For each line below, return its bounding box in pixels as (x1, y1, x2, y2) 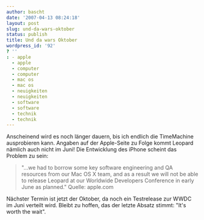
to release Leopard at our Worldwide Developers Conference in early (21, 177, 194, 184)
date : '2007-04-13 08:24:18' (6, 15, 80, 21)
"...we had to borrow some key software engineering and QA (21, 164, 174, 171)
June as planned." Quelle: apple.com (21, 184, 114, 191)
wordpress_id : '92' (6, 43, 56, 49)
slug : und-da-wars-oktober (6, 26, 75, 32)
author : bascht (6, 9, 45, 15)
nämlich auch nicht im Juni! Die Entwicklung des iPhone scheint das (6, 146, 177, 153)
